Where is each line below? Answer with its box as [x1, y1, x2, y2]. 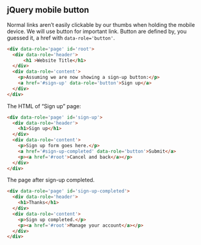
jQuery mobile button [7, 5, 90, 15]
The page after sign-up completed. [7, 177, 95, 184]
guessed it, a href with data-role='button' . [7, 34, 115, 42]
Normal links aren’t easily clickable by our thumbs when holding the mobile [7, 21, 196, 28]
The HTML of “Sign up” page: [7, 102, 82, 109]
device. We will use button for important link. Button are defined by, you [7, 27, 187, 35]
